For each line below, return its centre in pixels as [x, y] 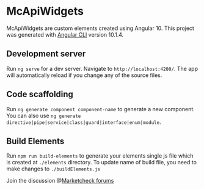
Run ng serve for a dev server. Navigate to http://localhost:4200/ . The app [102, 68]
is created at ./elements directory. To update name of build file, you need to [102, 163]
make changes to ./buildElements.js [53, 169]
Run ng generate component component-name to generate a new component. [101, 109]
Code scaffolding [40, 94]
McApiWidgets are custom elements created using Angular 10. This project [100, 28]
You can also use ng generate [44, 115]
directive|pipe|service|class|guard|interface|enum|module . [84, 122]
